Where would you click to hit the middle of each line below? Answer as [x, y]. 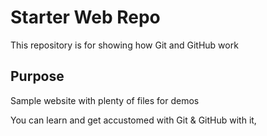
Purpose [37, 76]
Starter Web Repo [85, 17]
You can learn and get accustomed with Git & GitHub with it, [133, 120]
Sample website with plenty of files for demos [105, 100]
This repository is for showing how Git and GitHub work [124, 45]
